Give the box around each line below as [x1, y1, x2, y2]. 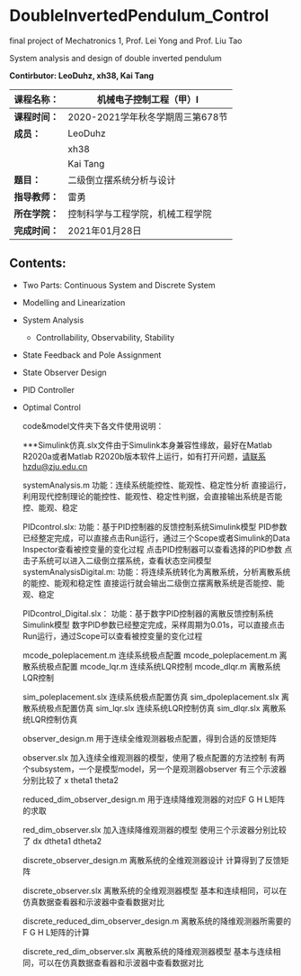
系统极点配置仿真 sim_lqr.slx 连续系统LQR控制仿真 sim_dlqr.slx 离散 [30, 702, 279, 713]
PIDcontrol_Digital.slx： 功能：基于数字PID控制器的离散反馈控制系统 [22, 607, 274, 618]
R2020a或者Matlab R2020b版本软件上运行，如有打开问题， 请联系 [22, 451, 267, 461]
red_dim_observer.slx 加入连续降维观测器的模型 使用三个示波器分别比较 [22, 824, 288, 835]
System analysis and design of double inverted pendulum [9, 52, 222, 63]
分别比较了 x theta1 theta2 [22, 774, 119, 785]
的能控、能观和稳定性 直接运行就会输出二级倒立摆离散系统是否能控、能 [22, 578, 285, 588]
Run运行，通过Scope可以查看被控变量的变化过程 [22, 630, 203, 641]
